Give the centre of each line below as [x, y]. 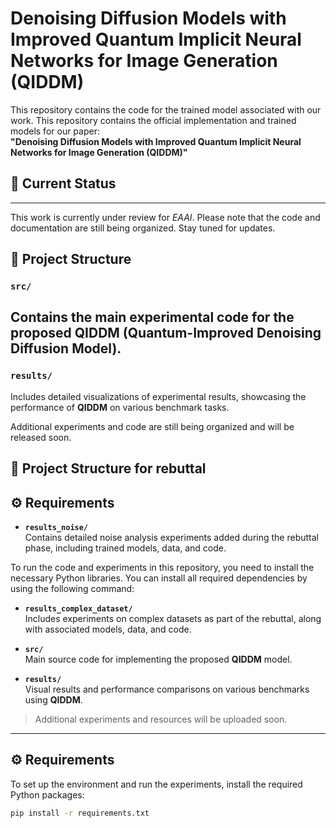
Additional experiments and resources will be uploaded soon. [161, 719]
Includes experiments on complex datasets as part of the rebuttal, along [173, 618]
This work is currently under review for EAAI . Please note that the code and [165, 217]
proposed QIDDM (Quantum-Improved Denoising [166, 333]
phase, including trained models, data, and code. [125, 548]
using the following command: [72, 588]
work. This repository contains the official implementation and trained [153, 120]
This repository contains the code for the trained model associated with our [166, 109]
